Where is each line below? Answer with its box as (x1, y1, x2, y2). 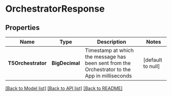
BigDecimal (51, 59, 80, 67)
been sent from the (84, 59, 131, 67)
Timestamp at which (84, 47, 134, 54)
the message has (84, 53, 126, 60)
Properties (5, 23, 40, 32)
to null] (143, 63, 160, 70)
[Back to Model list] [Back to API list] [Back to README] (5, 85, 123, 91)
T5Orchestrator (8, 59, 47, 67)
